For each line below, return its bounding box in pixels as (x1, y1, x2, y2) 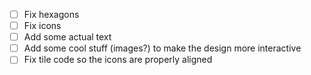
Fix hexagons (23, 9, 80, 20)
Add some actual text (23, 31, 112, 43)
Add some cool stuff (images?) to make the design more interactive (23, 42, 302, 54)
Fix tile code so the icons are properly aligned (23, 54, 213, 66)
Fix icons (23, 20, 62, 32)
